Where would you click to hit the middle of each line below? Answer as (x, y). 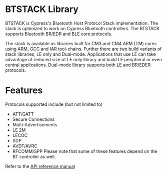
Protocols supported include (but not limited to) (54, 104)
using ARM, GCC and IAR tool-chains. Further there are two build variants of (83, 49)
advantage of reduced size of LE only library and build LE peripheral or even (84, 59)
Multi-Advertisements (35, 124)
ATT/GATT (23, 114)
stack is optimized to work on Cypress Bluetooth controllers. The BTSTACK (82, 28)
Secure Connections (33, 119)
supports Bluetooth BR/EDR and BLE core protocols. (59, 34)
